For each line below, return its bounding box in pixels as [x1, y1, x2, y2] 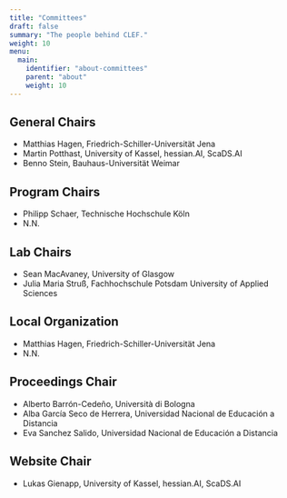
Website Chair [9, 453, 92, 469]
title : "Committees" [9, 13, 88, 23]
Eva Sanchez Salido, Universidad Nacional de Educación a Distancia [22, 427, 279, 438]
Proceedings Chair [9, 374, 117, 390]
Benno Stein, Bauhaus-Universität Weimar [22, 158, 180, 169]
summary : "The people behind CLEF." [9, 30, 148, 39]
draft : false [9, 22, 59, 31]
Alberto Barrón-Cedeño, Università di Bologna [22, 398, 195, 409]
